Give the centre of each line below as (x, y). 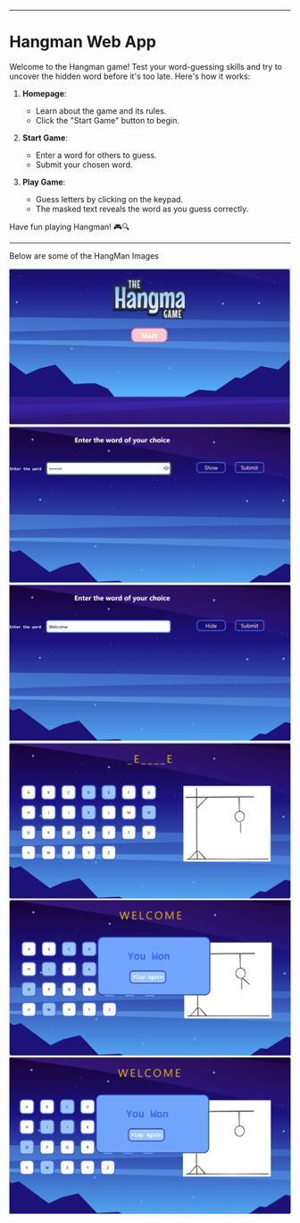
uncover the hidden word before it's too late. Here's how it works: (130, 76)
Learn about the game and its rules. (101, 111)
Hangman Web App (83, 42)
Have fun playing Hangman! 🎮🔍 (70, 227)
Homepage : (44, 93)
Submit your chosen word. (84, 164)
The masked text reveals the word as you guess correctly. (142, 209)
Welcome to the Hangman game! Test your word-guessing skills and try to (146, 66)
